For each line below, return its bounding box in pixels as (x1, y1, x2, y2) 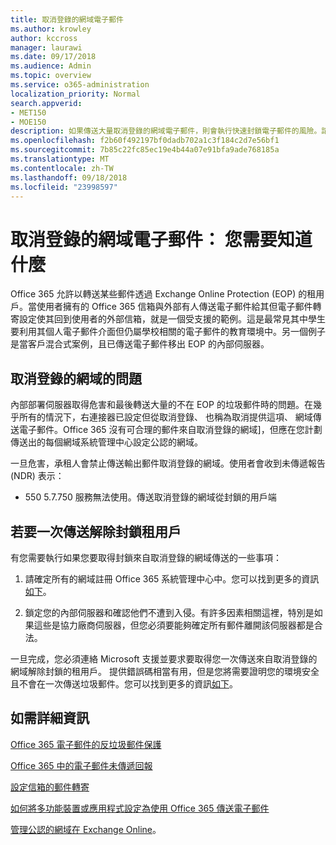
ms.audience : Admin (10, 61, 92, 71)
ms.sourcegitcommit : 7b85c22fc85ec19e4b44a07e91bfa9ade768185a (10, 145, 280, 155)
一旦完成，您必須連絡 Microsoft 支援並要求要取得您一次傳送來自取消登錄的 (10, 652, 318, 665)
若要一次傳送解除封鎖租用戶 (10, 523, 182, 540)
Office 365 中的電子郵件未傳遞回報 (10, 759, 153, 771)
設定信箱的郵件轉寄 (10, 781, 90, 793)
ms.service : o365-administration (10, 80, 150, 90)
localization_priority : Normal (10, 89, 141, 99)
